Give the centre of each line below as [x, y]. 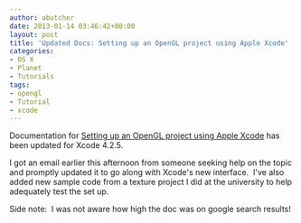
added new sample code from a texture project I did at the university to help [150, 182]
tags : [19, 85]
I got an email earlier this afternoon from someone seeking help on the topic [150, 163]
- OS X [22, 60]
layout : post [34, 34]
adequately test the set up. [59, 191]
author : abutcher [42, 18]
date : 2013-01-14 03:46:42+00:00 [72, 26]
